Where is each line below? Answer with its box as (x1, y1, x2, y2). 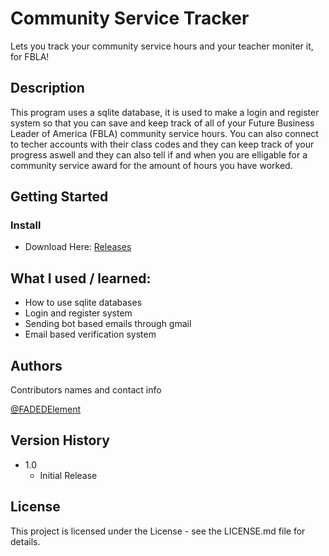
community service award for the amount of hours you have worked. (10, 159, 293, 171)
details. (10, 535, 41, 547)
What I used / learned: (10, 270, 152, 287)
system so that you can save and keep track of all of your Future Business (10, 117, 315, 129)
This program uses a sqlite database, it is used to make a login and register (10, 106, 320, 118)
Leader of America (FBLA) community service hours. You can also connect (10, 127, 319, 139)
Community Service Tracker (10, 7, 250, 30)
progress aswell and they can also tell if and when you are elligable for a (10, 148, 308, 161)
